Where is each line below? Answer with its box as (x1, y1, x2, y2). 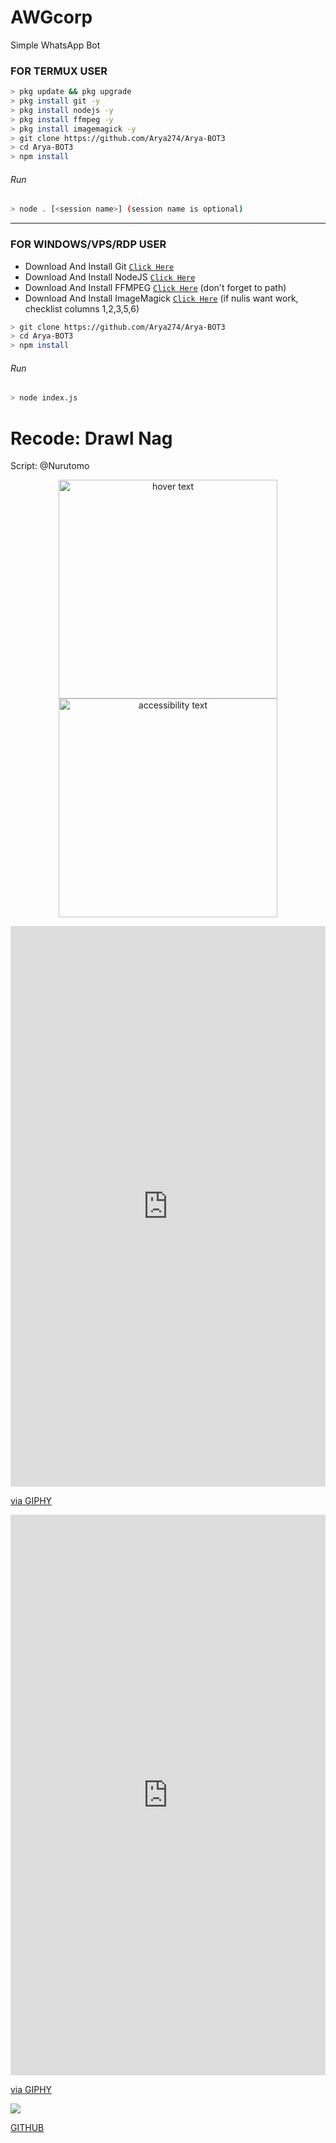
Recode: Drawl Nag (10, 427, 173, 450)
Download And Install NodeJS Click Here (24, 271, 196, 283)
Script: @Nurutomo (10, 460, 90, 472)
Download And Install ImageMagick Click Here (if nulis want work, (24, 292, 299, 304)
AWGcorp (10, 6, 93, 29)
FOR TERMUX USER (10, 64, 108, 78)
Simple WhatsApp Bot (10, 39, 101, 51)
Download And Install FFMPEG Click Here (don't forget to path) (24, 281, 287, 293)
